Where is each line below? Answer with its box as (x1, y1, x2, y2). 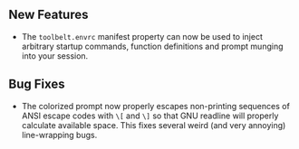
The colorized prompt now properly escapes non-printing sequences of (21, 100, 291, 111)
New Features (8, 7, 89, 23)
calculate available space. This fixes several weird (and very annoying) (21, 119, 286, 130)
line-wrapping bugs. (21, 129, 98, 140)
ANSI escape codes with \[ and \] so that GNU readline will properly (21, 110, 279, 121)
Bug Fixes (8, 77, 65, 92)
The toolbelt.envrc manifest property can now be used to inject (21, 31, 264, 42)
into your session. (21, 50, 89, 61)
